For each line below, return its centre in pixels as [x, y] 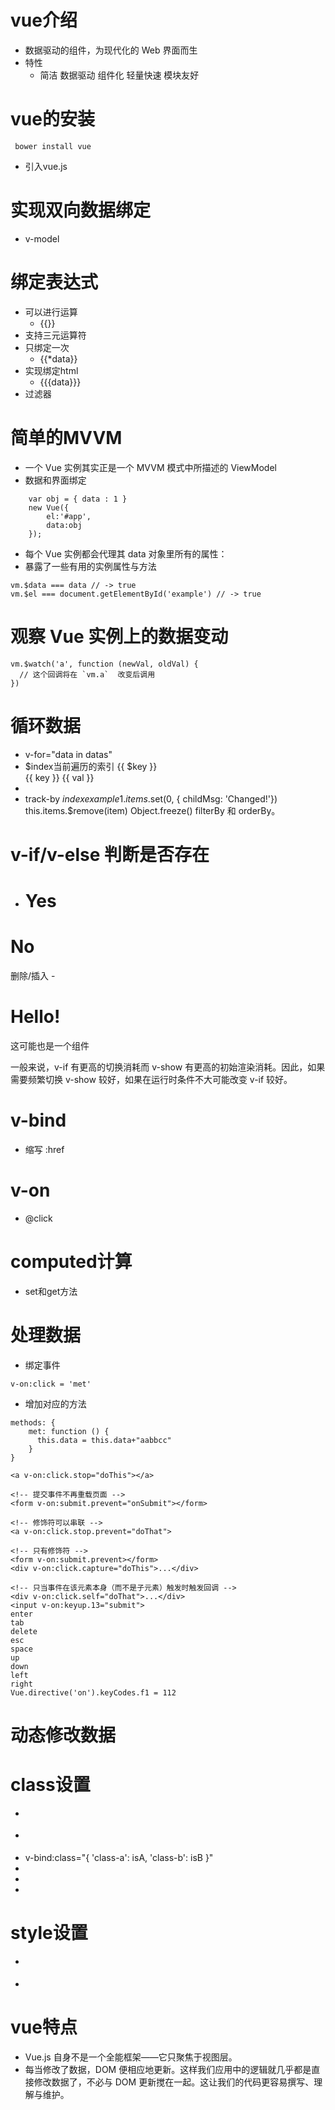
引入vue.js [46, 166]
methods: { [33, 1422]
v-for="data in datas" [68, 754]
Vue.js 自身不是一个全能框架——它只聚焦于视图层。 [131, 2057]
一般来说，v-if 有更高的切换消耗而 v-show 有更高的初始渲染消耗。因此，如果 [168, 1067]
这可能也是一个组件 [50, 1045]
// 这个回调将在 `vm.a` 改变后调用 [87, 674]
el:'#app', [69, 516]
